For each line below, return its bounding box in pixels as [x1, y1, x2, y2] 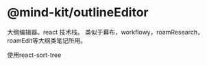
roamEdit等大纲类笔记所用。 [7, 36, 87, 45]
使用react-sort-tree [7, 51, 62, 59]
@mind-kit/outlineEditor [7, 5, 149, 20]
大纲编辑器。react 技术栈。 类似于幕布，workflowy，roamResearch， [7, 28, 204, 36]
